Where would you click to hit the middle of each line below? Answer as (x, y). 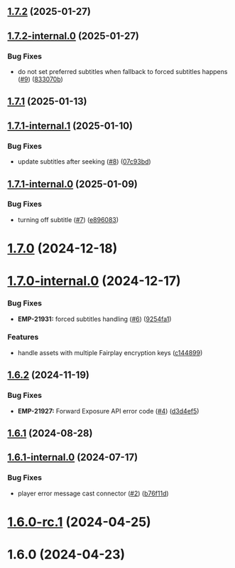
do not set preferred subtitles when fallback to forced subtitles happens (122, 72)
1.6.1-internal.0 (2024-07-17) (73, 457)
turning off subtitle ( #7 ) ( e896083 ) (68, 219)
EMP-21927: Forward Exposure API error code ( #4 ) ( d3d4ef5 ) (108, 411)
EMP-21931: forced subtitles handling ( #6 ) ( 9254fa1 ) (94, 319)
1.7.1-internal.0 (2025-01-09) (73, 184)
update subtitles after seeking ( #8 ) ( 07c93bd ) (84, 162)
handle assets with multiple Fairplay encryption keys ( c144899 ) (110, 352)
